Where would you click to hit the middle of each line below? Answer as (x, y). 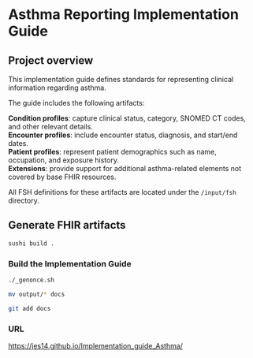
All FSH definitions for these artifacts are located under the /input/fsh (122, 192)
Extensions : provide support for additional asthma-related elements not (125, 168)
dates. (19, 143)
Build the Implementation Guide (70, 263)
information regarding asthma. (57, 88)
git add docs (30, 308)
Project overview (51, 60)
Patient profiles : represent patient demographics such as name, (112, 152)
